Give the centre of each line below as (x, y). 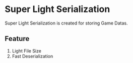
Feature (17, 39)
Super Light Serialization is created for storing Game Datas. (66, 23)
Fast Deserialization (32, 56)
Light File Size (26, 50)
